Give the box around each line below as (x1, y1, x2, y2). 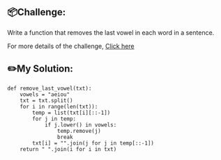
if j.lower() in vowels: (44, 121, 117, 128)
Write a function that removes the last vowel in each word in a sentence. (7, 28, 215, 37)
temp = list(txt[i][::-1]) (32, 109, 111, 116)
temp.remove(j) (56, 127, 101, 134)
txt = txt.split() (20, 97, 73, 104)
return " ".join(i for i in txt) (20, 145, 117, 152)
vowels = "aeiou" (20, 90, 70, 98)
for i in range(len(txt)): (20, 103, 98, 110)
